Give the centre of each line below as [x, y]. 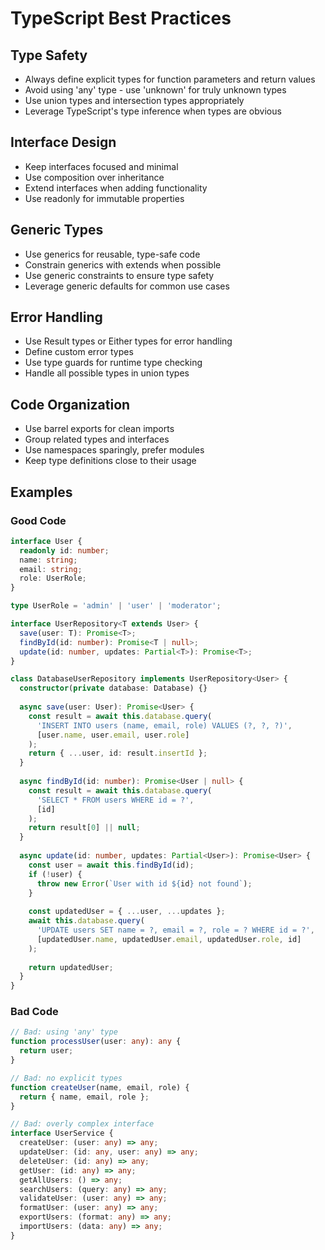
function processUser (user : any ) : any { [96, 1042]
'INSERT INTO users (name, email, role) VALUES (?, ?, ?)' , [164, 725]
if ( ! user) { [55, 874]
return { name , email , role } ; [84, 1097]
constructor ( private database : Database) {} [113, 688]
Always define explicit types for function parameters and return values [170, 79]
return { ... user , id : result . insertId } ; [118, 753]
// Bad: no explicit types [66, 1078]
